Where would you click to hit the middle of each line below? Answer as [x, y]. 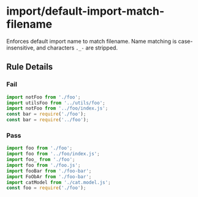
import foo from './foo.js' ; [44, 165]
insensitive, [21, 48]
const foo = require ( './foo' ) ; [46, 188]
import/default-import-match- [86, 11]
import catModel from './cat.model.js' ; [59, 182]
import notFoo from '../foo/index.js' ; [57, 108]
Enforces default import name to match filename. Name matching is [92, 41]
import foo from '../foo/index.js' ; [53, 154]
